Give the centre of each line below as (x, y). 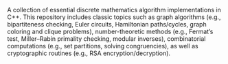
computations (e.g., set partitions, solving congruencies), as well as (103, 46)
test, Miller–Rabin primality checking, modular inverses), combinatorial (106, 39)
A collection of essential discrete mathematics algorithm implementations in (114, 10)
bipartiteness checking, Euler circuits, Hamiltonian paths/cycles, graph (107, 24)
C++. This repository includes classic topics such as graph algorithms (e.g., (114, 17)
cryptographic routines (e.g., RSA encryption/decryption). (89, 53)
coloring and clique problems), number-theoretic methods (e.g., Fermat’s (110, 31)
